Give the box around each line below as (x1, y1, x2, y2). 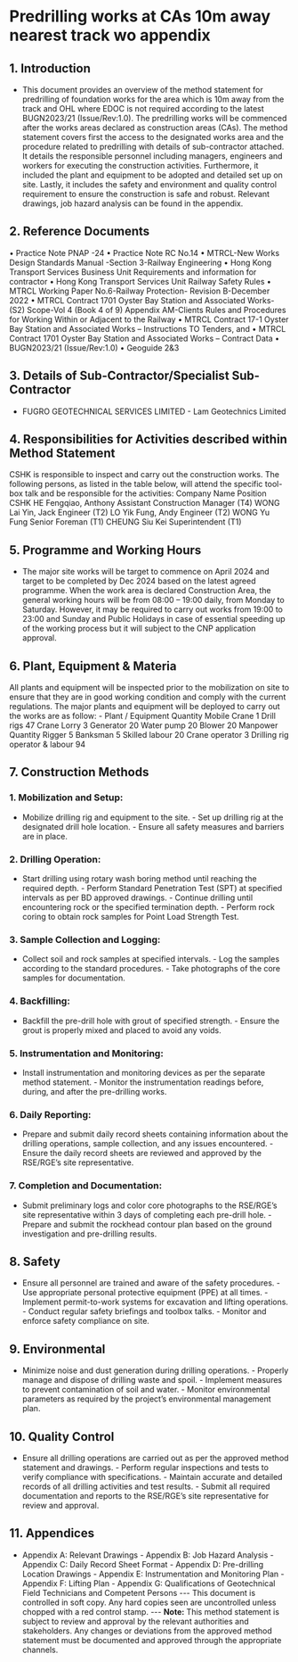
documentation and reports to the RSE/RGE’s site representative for (21, 1490, 270, 1501)
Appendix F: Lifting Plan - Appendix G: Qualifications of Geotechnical (21, 1577, 276, 1589)
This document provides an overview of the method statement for (21, 85, 264, 95)
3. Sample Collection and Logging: (9, 933, 161, 946)
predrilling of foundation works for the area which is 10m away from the (21, 94, 285, 104)
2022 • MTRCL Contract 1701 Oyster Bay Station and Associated (9, 294, 246, 305)
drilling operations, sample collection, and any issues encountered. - (21, 1138, 274, 1149)
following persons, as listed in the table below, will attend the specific (9, 479, 263, 490)
